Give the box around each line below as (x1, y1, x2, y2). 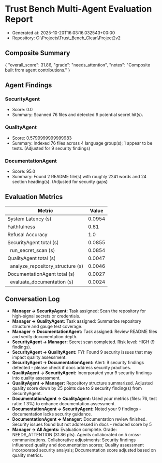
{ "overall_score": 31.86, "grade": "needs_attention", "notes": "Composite (5, 62, 150, 67)
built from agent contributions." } (5, 67, 70, 73)
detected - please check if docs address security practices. (12, 364, 132, 370)
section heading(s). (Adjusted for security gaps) (12, 179, 108, 185)
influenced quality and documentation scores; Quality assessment (12, 442, 144, 447)
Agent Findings (5, 81, 52, 89)
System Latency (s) (7, 215, 52, 222)
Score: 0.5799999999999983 (12, 135, 72, 141)
